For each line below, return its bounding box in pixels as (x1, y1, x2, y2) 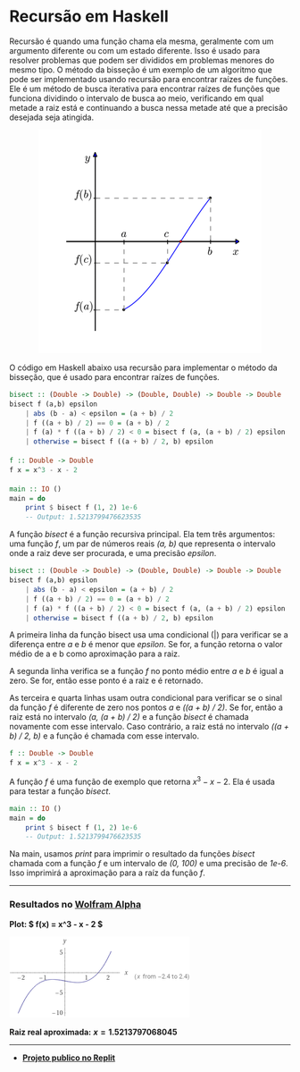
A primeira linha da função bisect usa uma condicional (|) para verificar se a (9, 629, 288, 640)
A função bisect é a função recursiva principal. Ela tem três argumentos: (9, 529, 275, 540)
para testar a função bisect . (9, 785, 112, 797)
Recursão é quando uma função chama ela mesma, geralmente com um (9, 36, 274, 46)
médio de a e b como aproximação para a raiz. (9, 648, 180, 659)
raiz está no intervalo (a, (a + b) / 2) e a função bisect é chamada (9, 712, 249, 722)
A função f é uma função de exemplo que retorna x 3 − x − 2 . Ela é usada (9, 775, 275, 787)
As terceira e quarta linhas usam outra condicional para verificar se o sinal (9, 693, 283, 704)
